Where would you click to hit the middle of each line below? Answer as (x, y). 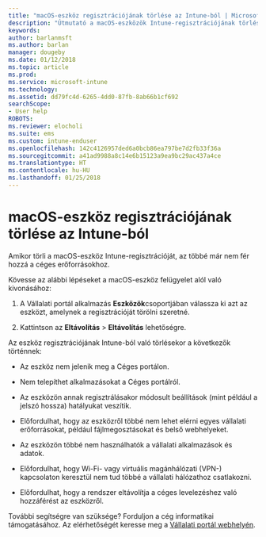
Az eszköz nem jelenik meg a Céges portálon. (94, 366)
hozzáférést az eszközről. (62, 501)
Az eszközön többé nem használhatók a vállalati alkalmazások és (126, 444)
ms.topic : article (38, 67)
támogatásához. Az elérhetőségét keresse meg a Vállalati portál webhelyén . (132, 524)
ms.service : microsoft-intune (58, 82)
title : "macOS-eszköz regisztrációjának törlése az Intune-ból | (118, 15)
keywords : (25, 30)
